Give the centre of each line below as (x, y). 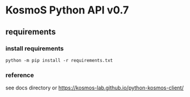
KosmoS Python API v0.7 (67, 10)
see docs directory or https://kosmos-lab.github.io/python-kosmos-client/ (95, 88)
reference (20, 75)
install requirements (34, 49)
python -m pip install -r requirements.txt (59, 60)
